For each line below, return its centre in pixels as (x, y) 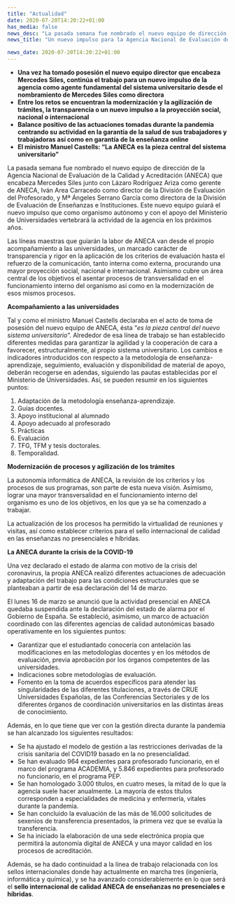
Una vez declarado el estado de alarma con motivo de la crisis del (102, 566)
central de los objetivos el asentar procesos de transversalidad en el (106, 278)
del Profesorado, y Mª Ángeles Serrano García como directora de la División (117, 198)
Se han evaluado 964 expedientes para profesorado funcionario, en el (119, 761)
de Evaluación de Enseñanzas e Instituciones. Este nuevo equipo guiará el (114, 205)
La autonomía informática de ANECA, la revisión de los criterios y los (106, 480)
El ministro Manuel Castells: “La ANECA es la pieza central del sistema (122, 147)
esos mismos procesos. (41, 293)
